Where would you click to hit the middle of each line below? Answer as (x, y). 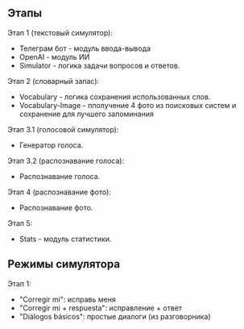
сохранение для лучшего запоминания (86, 114)
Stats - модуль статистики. (65, 239)
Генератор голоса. (51, 145)
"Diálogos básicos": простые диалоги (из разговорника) (115, 316)
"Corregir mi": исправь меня (67, 299)
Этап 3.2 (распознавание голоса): (66, 160)
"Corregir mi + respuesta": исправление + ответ (101, 308)
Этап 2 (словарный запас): (54, 81)
